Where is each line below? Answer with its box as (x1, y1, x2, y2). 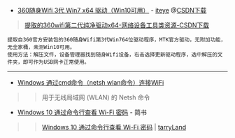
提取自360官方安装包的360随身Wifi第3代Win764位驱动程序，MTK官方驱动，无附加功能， (7, 36, 226, 43)
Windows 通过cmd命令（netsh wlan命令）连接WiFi (17, 78, 164, 86)
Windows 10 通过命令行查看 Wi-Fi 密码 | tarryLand (41, 123, 187, 131)
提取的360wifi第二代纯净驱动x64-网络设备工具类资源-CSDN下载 (24, 21, 210, 29)
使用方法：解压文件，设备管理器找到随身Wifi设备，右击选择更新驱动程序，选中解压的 (7, 51, 218, 58)
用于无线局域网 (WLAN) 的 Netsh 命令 (41, 93, 150, 102)
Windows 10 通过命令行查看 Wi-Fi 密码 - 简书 (17, 108, 147, 116)
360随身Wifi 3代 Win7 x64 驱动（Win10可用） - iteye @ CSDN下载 (17, 6, 207, 14)
